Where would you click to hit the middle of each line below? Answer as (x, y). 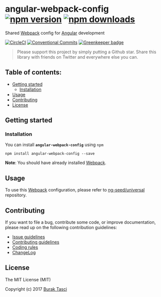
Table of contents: (33, 73)
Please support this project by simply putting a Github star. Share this (87, 52)
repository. (16, 195)
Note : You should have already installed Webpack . (56, 163)
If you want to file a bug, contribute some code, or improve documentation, (80, 222)
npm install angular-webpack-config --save (50, 154)
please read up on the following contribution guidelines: (61, 228)
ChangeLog (24, 253)
